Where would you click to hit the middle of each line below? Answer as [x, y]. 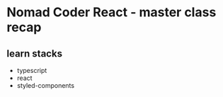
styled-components [46, 85]
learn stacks [35, 53]
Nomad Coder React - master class [111, 12]
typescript [32, 70]
